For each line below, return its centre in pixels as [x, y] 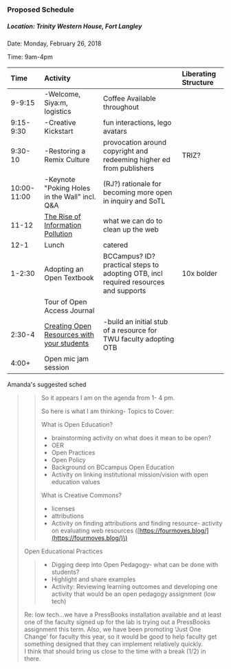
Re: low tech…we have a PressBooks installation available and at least [123, 615]
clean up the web [131, 229]
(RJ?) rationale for [132, 183]
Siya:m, [56, 103]
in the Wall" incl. [70, 197]
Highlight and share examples [93, 579]
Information [63, 225]
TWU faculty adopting [139, 339]
